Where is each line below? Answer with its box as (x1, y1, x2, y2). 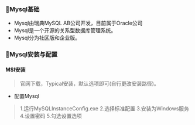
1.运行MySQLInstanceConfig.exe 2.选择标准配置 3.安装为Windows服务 (19, 105, 190, 112)
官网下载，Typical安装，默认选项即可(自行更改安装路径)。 (19, 80, 159, 87)
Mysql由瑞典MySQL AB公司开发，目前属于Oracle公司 (13, 19, 143, 27)
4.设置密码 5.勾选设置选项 (19, 113, 83, 120)
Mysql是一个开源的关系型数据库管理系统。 (13, 27, 117, 34)
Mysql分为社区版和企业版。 (13, 34, 80, 42)
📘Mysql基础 (5, 5, 40, 13)
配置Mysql (13, 93, 39, 100)
